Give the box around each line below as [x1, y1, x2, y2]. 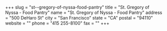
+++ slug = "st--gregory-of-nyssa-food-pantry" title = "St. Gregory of [5, 4, 149, 10]
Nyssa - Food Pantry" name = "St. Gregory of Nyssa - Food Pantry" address [5, 9, 162, 15]
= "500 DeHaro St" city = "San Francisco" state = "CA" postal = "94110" [5, 15, 153, 20]
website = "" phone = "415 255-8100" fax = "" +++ [5, 20, 110, 26]
